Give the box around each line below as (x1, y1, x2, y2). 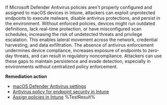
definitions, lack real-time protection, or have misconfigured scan (5, 26, 142, 32)
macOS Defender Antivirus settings (12, 83, 87, 89)
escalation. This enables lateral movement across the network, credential (5, 37, 158, 43)
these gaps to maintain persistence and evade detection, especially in (5, 58, 151, 64)
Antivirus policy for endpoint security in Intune (12, 89, 109, 94)
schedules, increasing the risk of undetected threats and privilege (5, 31, 143, 37)
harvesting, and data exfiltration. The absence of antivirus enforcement (5, 42, 154, 48)
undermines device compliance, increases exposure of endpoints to (5, 48, 147, 53)
